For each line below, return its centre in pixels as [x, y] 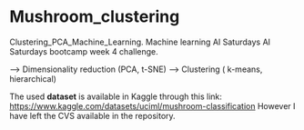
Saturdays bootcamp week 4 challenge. [84, 51]
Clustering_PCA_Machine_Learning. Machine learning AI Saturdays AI [140, 42]
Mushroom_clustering [95, 17]
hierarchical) [33, 78]
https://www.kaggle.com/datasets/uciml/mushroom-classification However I [152, 105]
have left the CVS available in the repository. [92, 115]
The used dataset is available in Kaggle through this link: [116, 96]
